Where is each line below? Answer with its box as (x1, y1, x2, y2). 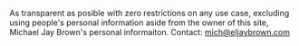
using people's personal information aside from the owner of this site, (9, 17, 269, 28)
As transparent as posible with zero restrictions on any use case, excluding (9, 8, 290, 18)
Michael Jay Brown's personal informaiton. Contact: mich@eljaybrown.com (9, 27, 290, 37)
